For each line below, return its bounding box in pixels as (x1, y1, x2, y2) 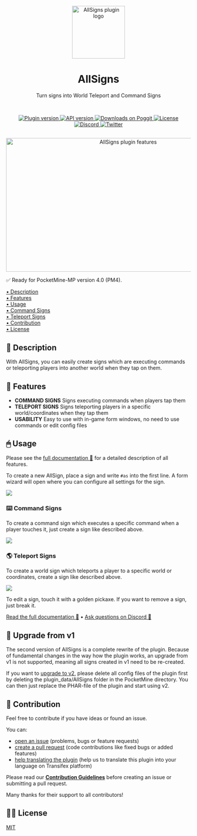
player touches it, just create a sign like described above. (6, 526, 144, 533)
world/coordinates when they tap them (14, 409, 108, 416)
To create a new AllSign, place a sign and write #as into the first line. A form (6, 472, 189, 479)
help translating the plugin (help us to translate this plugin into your (14, 756, 176, 763)
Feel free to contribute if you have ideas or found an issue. (6, 715, 148, 722)
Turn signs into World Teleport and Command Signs (36, 91, 161, 99)
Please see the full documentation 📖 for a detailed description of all (6, 454, 169, 461)
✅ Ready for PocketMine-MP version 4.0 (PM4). (6, 277, 122, 284)
